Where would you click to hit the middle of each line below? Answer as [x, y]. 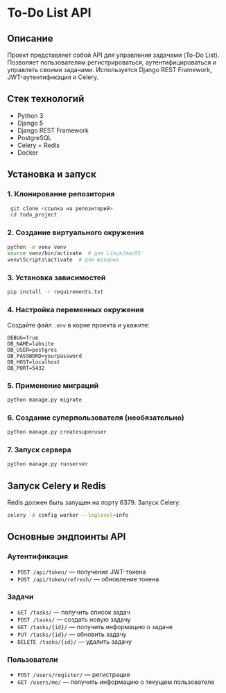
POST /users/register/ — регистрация [73, 675]
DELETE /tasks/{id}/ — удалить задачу [75, 641]
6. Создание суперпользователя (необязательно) [96, 418]
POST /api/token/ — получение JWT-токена [81, 572]
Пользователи [33, 659]
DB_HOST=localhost [34, 362]
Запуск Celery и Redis [56, 486]
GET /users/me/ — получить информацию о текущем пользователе [116, 682]
